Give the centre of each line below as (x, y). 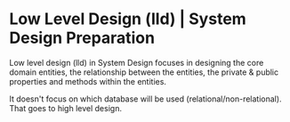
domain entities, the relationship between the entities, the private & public (144, 72)
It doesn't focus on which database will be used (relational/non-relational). (145, 99)
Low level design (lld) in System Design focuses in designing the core (137, 62)
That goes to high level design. (66, 108)
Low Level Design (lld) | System (128, 19)
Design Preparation (82, 38)
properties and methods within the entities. (88, 81)
